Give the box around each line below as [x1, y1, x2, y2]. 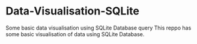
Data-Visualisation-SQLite [5, 4, 139, 18]
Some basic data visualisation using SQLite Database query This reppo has [5, 24, 192, 31]
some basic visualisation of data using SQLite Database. [5, 30, 145, 37]
